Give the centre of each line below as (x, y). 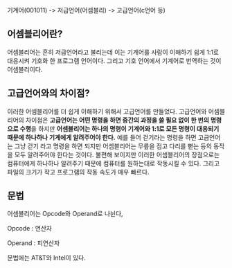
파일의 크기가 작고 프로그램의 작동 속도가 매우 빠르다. (78, 172)
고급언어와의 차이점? (48, 93)
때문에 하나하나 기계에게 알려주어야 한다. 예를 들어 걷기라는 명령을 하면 (102, 137)
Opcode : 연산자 (29, 229)
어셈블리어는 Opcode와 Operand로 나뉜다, (65, 214)
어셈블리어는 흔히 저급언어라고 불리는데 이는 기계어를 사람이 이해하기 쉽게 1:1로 (113, 52)
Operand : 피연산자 (34, 243)
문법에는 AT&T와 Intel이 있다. (47, 258)
